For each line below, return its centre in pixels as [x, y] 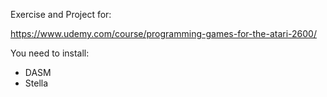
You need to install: [50, 53]
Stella [36, 83]
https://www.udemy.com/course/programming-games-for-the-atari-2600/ [163, 33]
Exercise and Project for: [61, 14]
